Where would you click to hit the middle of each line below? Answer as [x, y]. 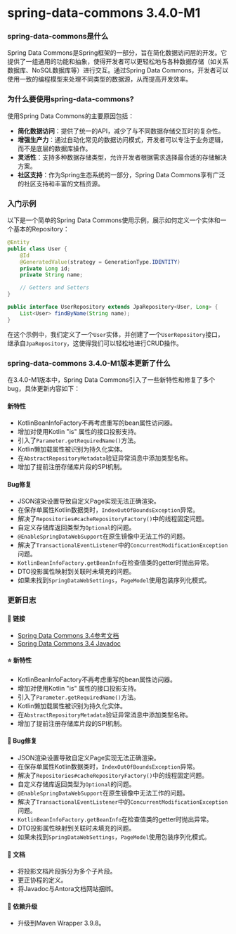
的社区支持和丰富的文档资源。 [60, 184]
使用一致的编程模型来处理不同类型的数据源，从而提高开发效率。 [99, 79]
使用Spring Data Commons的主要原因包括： [71, 116]
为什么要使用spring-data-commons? [71, 99]
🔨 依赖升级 [22, 906]
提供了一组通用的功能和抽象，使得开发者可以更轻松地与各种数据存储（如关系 [118, 62]
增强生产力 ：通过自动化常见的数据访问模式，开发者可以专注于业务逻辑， [122, 139]
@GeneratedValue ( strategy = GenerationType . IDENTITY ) [100, 262]
